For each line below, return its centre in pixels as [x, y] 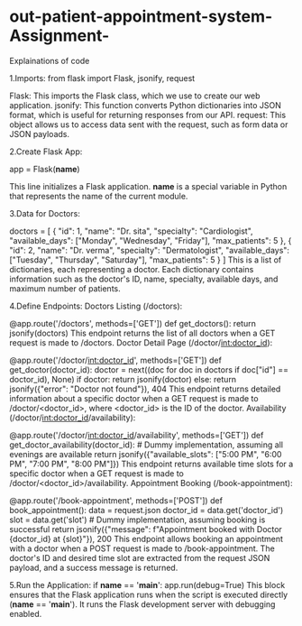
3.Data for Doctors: [45, 213]
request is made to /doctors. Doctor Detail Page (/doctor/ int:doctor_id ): [141, 342]
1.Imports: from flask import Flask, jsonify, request [102, 78]
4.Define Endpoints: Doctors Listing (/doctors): [96, 306]
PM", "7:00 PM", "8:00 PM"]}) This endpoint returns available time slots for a [151, 464]
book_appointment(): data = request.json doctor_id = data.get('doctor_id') [146, 510]
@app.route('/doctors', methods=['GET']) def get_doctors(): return [133, 323]
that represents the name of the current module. [99, 196]
